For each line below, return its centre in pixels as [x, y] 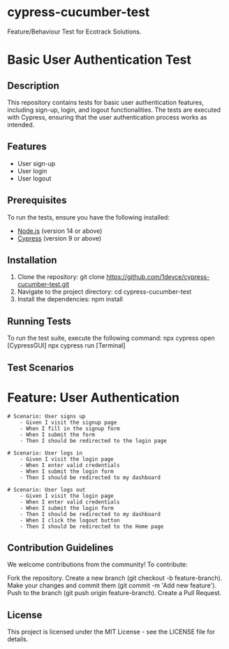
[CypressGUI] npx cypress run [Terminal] [66, 345]
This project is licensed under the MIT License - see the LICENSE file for [111, 632]
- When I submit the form [58, 434]
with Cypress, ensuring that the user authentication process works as [107, 117]
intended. [21, 124]
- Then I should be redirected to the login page [94, 441]
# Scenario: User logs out [46, 490]
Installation [32, 260]
